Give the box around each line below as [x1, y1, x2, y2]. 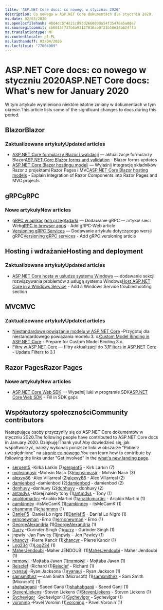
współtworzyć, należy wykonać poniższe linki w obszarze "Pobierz [5, 444, 140, 450]
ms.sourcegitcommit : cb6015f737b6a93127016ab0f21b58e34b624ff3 [5, 25, 136, 30]
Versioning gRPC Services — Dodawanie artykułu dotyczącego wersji [12, 228, 152, 233]
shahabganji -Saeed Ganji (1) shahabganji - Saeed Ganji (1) [12, 584, 129, 589]
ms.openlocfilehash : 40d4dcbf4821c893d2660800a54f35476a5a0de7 [5, 21, 136, 26]
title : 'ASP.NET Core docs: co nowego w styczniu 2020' [5, 7, 121, 12]
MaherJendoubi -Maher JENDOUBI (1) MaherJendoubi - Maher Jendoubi [12, 547, 157, 553]
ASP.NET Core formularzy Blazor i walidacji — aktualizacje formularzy [12, 152, 152, 158]
